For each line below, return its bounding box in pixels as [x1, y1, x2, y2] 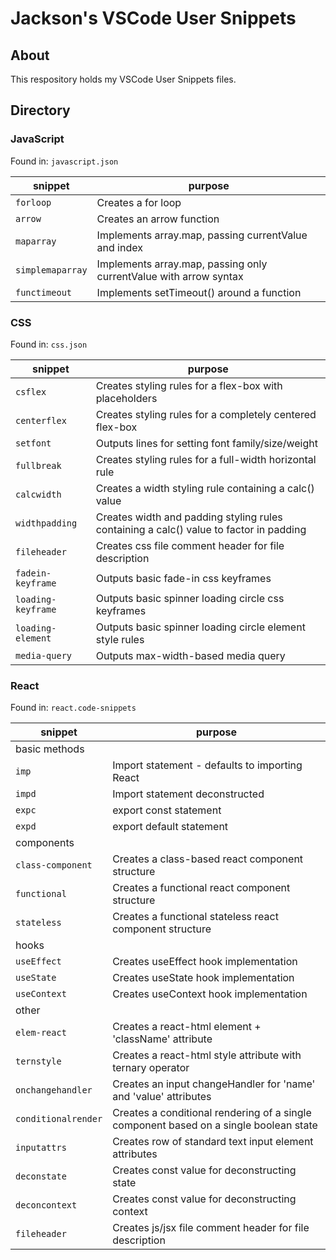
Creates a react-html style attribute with [112, 1048, 302, 1062]
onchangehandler [15, 1085, 93, 1096]
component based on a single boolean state [112, 1118, 318, 1132]
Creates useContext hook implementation [112, 987, 308, 1001]
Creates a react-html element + [112, 1020, 262, 1034]
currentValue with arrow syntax [96, 269, 244, 283]
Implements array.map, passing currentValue [96, 228, 308, 242]
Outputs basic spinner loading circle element [95, 620, 306, 634]
